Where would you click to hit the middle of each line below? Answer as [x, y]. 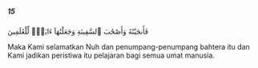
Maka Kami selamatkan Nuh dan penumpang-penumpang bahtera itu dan [129, 46]
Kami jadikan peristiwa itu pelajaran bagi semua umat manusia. [111, 55]
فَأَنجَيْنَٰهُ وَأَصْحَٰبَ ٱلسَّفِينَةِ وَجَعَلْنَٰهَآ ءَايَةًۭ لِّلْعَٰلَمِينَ [78, 31]
